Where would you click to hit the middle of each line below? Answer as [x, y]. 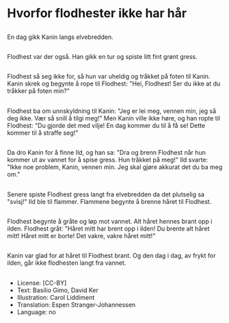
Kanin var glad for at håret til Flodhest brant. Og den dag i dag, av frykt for [111, 256]
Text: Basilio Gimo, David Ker [58, 290]
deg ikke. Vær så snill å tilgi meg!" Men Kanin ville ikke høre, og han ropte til [114, 118]
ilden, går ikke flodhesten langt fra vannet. [67, 263]
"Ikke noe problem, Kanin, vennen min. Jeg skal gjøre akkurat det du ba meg [115, 167]
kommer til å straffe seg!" [43, 133]
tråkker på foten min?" [39, 91]
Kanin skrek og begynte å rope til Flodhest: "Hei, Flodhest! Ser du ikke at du [114, 83]
